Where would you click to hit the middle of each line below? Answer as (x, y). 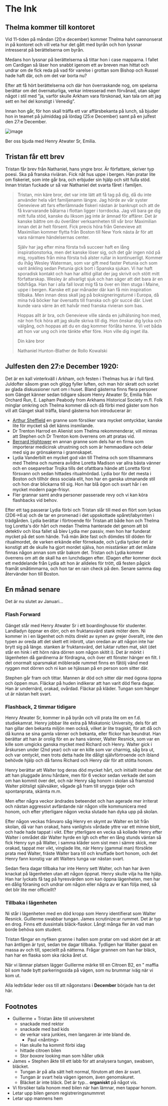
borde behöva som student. (34, 930)
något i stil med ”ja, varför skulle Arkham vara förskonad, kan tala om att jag (83, 96)
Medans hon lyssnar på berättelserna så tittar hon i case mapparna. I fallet (82, 60)
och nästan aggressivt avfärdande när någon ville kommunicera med (76, 806)
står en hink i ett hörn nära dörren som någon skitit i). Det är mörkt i (74, 652)
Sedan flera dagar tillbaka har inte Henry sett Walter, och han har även (77, 868)
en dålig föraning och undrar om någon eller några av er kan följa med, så (81, 884)
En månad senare (33, 590)
